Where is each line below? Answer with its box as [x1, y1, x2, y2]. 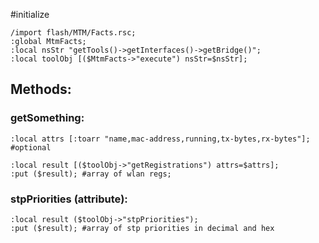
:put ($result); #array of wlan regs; [10, 169, 172, 179]
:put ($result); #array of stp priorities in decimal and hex [10, 223, 275, 233]
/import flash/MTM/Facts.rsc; [10, 28, 137, 38]
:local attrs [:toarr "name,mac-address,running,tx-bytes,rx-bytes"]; [10, 134, 311, 144]
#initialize [10, 9, 50, 20]
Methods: [10, 81, 72, 98]
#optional [10, 142, 52, 153]
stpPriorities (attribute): [10, 192, 128, 206]
